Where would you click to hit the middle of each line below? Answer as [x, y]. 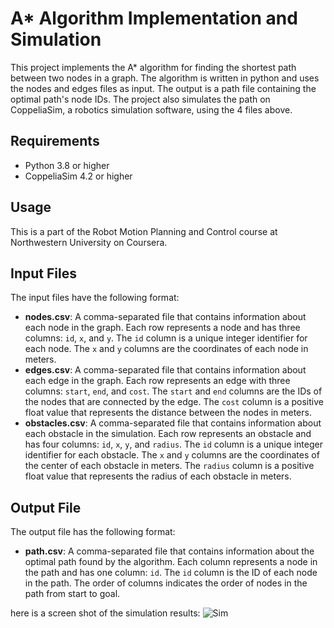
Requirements [55, 141]
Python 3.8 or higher [67, 165]
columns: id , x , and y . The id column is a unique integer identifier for [166, 338]
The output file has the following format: [93, 532]
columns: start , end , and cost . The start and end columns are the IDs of [173, 391]
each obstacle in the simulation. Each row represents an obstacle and [168, 434]
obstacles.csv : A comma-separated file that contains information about [173, 423]
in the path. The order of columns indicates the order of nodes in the [166, 583]
